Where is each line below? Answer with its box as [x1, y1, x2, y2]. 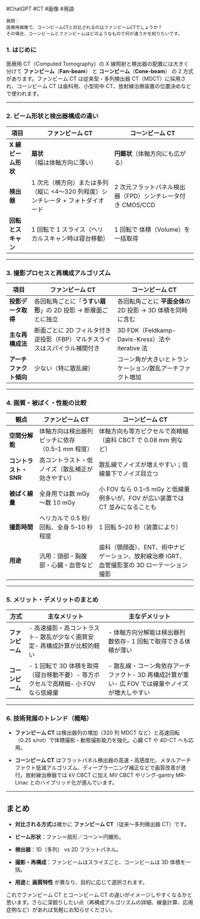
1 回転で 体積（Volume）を [114, 225, 190, 233]
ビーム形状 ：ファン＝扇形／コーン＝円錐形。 [14, 833, 124, 840]
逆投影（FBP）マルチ [34, 335, 93, 343]
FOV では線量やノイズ [127, 680, 189, 688]
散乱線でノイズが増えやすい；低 [99, 461, 189, 469]
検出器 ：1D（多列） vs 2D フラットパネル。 [14, 846, 122, 853]
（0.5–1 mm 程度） [39, 445, 93, 454]
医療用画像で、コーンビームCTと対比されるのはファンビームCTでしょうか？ [6, 24, 162, 30]
